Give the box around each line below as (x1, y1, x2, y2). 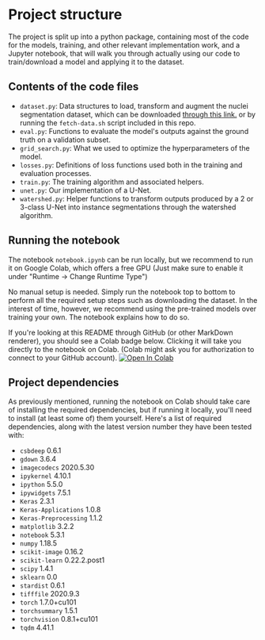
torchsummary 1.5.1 (19, 606, 78, 615)
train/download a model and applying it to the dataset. (8, 57, 184, 67)
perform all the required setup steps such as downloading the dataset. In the (8, 295, 258, 305)
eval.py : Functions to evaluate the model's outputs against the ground (19, 126, 249, 136)
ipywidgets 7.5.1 (19, 488, 71, 497)
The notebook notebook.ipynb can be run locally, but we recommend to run (8, 255, 253, 264)
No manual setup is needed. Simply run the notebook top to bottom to (8, 287, 236, 297)
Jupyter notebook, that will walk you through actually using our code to (8, 48, 240, 58)
